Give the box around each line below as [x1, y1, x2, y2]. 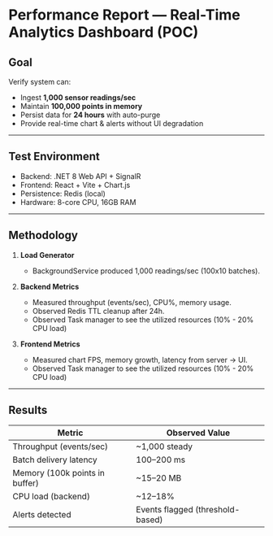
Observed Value [166, 427, 231, 438]
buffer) [12, 477, 39, 489]
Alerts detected [12, 509, 71, 521]
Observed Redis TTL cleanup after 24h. [32, 306, 165, 316]
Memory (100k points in [12, 468, 106, 479]
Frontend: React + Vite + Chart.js [19, 180, 131, 190]
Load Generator [19, 250, 75, 259]
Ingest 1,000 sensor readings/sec [19, 93, 136, 102]
